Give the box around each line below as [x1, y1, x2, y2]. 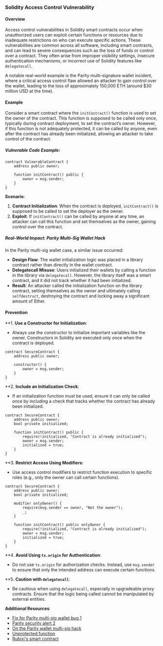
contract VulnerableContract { [5, 160, 69, 164]
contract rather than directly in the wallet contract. [12, 262, 113, 268]
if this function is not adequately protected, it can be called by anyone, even [5, 126, 157, 132]
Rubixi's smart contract [12, 636, 59, 642]
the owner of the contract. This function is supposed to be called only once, [5, 115, 157, 121]
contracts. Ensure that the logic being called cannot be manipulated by [12, 591, 154, 597]
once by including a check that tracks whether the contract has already [12, 398, 155, 404]
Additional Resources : [5, 606, 51, 611]
